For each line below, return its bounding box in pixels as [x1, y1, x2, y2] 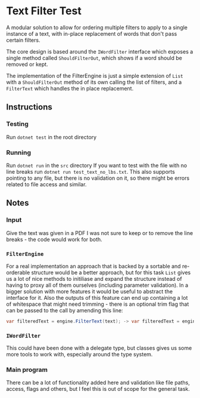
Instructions [6, 102, 52, 112]
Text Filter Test [6, 4, 82, 18]
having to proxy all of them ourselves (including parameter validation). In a [6, 281, 189, 289]
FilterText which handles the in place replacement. [6, 84, 134, 92]
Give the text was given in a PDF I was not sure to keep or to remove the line [6, 229, 193, 236]
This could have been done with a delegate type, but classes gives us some [6, 344, 192, 352]
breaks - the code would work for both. [6, 236, 102, 243]
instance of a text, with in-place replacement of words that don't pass [6, 30, 177, 37]
